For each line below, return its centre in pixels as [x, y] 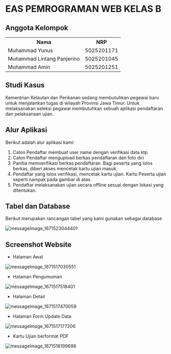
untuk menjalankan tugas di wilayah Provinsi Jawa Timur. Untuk [72, 103]
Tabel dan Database [38, 206]
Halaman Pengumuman [37, 277]
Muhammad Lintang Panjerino [44, 59]
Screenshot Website [38, 244]
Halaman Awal [28, 257]
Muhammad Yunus [30, 50]
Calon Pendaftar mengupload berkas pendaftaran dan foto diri [78, 158]
